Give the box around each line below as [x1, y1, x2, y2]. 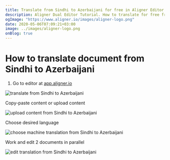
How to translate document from [5, 53, 145, 64]
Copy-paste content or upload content [5, 100, 86, 106]
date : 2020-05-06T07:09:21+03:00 [5, 21, 76, 27]
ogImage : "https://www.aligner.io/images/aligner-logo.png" [5, 17, 135, 22]
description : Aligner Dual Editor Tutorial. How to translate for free [5, 12, 159, 17]
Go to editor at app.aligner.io [12, 80, 72, 86]
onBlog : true [5, 31, 33, 36]
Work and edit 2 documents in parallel [5, 139, 84, 145]
